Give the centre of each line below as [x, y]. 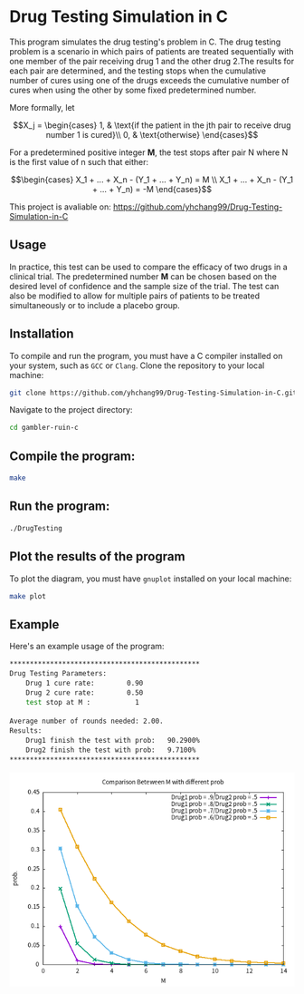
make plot [28, 596]
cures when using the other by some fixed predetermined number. [133, 90]
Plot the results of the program [97, 556]
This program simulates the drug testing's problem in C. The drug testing [145, 42]
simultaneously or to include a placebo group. [95, 305]
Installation [42, 334]
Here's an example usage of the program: [87, 647]
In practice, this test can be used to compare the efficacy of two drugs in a [148, 267]
